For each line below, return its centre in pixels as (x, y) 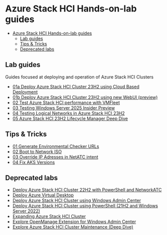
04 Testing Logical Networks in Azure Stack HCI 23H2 (69, 113)
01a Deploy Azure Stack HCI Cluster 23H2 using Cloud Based (76, 86)
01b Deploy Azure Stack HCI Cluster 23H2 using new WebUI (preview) (85, 97)
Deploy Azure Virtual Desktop (43, 195)
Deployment (25, 92)
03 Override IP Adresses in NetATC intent (55, 157)
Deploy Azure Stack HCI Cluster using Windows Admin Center (77, 200)
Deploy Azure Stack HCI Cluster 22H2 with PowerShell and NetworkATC (87, 190)
